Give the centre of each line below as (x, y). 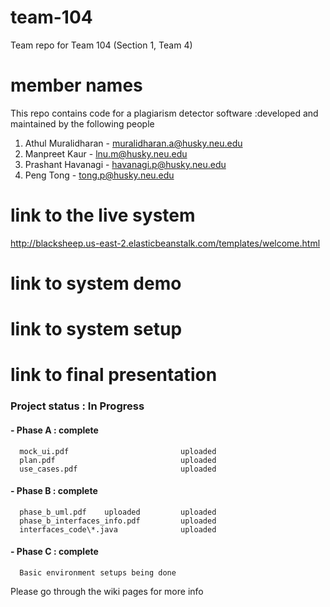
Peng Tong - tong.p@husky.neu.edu (99, 175)
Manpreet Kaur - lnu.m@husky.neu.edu (106, 153)
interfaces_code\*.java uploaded (118, 529)
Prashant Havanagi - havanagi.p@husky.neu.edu (125, 164)
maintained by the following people (82, 123)
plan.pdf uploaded (118, 460)
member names (76, 85)
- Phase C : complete (54, 552)
